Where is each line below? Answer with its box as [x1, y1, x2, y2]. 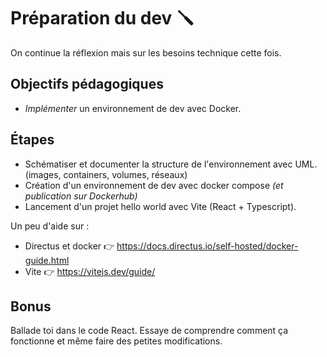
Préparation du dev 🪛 [10, 7, 195, 30]
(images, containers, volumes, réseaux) [24, 168, 188, 180]
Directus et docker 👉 [24, 240, 115, 252]
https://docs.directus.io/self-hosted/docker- [116, 240, 299, 252]
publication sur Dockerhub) [24, 190, 138, 202]
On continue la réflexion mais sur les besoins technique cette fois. [10, 46, 282, 59]
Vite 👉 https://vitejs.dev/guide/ [24, 265, 156, 277]
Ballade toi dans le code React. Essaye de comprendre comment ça [10, 325, 289, 337]
